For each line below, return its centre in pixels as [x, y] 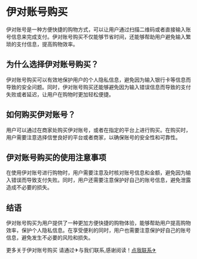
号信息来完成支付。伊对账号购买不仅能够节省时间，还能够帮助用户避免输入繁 [98, 36]
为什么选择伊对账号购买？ [52, 64]
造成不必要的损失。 [29, 187]
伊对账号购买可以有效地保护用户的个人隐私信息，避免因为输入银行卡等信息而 [98, 79]
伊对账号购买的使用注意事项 [56, 157]
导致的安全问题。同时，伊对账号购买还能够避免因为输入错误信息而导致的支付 [98, 87]
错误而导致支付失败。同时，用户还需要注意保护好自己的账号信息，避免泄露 [101, 180]
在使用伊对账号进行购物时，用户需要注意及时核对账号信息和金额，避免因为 [96, 173]
